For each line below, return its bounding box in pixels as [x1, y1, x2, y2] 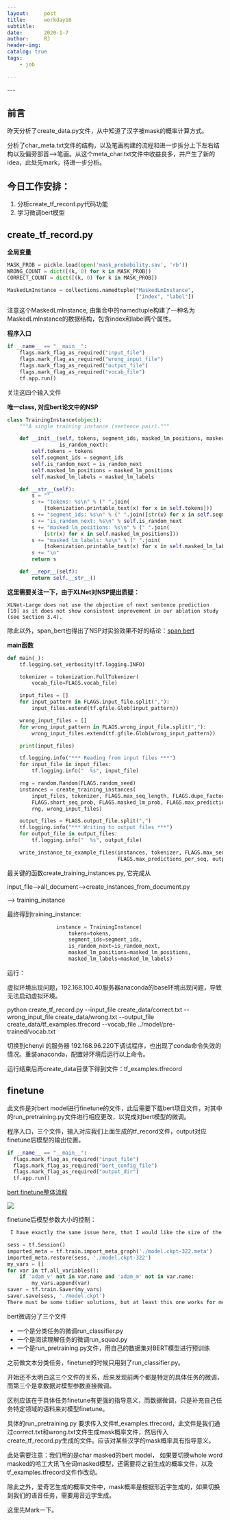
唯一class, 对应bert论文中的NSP [7, 402, 99, 411]
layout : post [7, 10, 57, 17]
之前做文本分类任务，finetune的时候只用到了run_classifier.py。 [7, 1358, 185, 1366]
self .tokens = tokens [31, 448, 94, 455]
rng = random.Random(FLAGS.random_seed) [19, 780, 136, 787]
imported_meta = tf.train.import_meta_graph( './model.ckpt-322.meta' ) [7, 1248, 213, 1255]
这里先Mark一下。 [7, 1506, 58, 1514]
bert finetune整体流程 [7, 1188, 68, 1197]
